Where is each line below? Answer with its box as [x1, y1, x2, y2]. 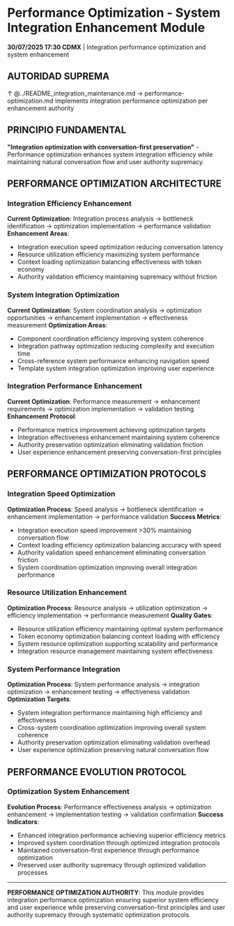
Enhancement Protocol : [7, 412, 77, 420]
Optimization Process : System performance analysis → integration [7, 680, 200, 689]
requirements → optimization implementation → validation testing [7, 404, 194, 413]
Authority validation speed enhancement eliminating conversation [17, 548, 206, 557]
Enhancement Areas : [7, 229, 70, 238]
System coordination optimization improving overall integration [17, 563, 197, 571]
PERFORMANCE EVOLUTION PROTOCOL [7, 766, 187, 778]
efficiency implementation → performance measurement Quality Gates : [7, 611, 213, 619]
